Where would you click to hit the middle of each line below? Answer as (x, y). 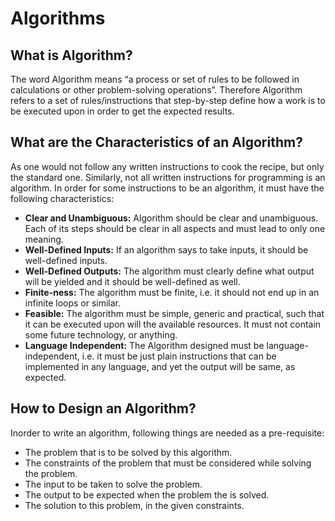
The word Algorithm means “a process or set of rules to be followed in (155, 79)
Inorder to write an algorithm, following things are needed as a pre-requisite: (167, 433)
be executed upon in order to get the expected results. (122, 111)
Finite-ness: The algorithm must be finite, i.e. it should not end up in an (172, 292)
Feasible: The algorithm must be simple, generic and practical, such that (174, 313)
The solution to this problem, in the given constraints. (134, 505)
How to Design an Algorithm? (103, 408)
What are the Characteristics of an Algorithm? (156, 142)
